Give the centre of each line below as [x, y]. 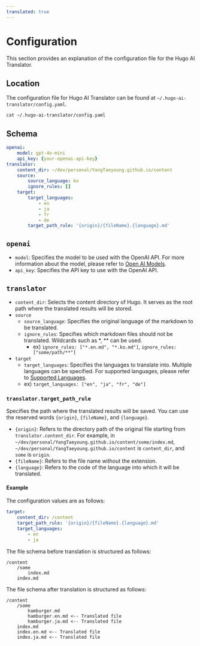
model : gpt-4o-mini [41, 153]
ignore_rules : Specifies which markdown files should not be [98, 334]
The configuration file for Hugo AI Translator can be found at [81, 98]
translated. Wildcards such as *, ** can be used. [83, 340]
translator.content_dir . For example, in [65, 436]
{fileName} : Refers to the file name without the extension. [86, 461]
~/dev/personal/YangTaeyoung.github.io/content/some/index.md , [95, 442]
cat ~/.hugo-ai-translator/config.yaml [56, 115]
